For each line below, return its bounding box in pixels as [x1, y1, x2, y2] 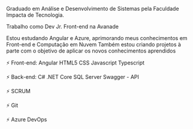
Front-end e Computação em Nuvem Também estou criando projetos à [6, 41, 182, 48]
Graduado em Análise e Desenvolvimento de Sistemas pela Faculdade [6, 5, 179, 12]
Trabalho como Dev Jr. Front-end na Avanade [6, 23, 119, 30]
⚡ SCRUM [6, 88, 31, 94]
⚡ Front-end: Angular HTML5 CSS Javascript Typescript [6, 59, 145, 66]
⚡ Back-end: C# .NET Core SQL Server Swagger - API [6, 73, 140, 80]
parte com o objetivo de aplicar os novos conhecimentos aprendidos [6, 47, 176, 54]
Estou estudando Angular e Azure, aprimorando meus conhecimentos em [6, 35, 188, 41]
